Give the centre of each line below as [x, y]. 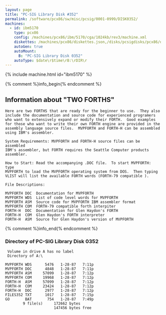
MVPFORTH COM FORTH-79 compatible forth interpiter [61, 207]
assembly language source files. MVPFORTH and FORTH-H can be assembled [83, 129]
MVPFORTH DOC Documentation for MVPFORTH [49, 194]
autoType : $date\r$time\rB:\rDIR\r [51, 60]
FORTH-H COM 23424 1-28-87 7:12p [49, 286]
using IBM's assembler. [30, 133]
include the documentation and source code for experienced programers [80, 115]
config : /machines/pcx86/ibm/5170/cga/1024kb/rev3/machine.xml [81, 38]
